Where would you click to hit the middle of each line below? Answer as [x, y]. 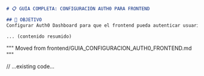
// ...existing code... [30, 66]
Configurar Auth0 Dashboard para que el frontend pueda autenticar [93, 25]
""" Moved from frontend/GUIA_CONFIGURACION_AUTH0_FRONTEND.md [99, 48]
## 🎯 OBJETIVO [24, 19]
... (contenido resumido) [39, 36]
